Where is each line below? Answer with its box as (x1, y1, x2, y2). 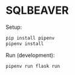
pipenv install (5, 40, 44, 47)
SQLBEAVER (5, 4, 69, 17)
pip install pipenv (5, 35, 55, 41)
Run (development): (5, 52, 55, 59)
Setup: (5, 23, 22, 31)
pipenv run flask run (5, 63, 60, 69)
